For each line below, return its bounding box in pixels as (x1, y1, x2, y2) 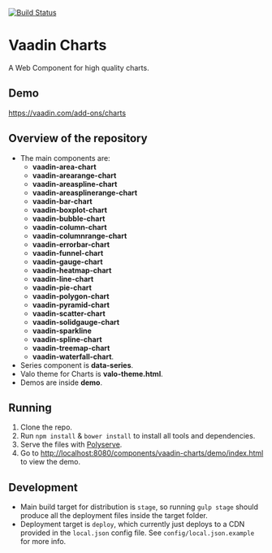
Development (8, 480, 79, 495)
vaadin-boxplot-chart (32, 205, 108, 214)
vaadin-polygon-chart (32, 291, 110, 300)
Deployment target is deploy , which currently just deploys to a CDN (19, 520, 245, 529)
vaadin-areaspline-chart (32, 179, 118, 188)
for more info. (19, 537, 67, 547)
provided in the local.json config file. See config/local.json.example (19, 528, 255, 538)
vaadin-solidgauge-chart (32, 317, 120, 326)
